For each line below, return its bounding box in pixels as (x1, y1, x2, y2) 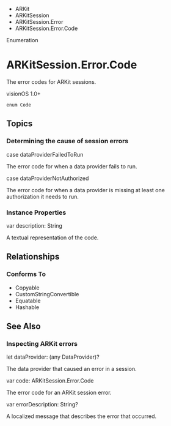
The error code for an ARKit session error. (6, 389, 112, 397)
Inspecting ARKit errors (6, 339, 78, 348)
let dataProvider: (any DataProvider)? (6, 353, 100, 361)
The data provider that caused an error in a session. (6, 365, 137, 373)
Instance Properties (6, 208, 67, 217)
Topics (6, 119, 33, 129)
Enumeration (6, 37, 38, 43)
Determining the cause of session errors (6, 137, 129, 146)
